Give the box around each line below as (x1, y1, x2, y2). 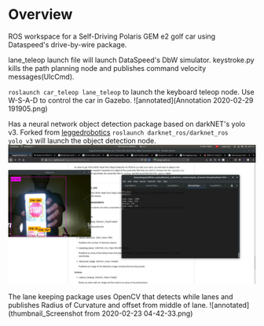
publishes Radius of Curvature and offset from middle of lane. (8, 301, 208, 310)
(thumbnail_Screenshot (8, 309, 83, 318)
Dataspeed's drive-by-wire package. (8, 39, 127, 49)
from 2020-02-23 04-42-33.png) (84, 309, 193, 318)
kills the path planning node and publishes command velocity (8, 63, 207, 72)
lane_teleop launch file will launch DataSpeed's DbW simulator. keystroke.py (8, 55, 255, 65)
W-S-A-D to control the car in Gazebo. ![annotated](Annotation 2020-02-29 (8, 95, 254, 105)
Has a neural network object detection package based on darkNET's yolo (8, 119, 246, 128)
